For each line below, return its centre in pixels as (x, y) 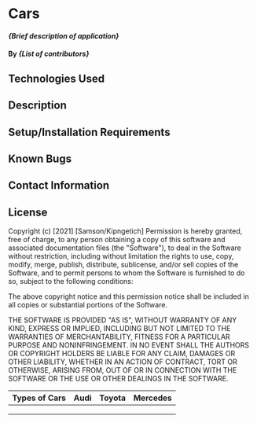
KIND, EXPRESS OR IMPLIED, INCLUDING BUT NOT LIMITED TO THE (119, 329)
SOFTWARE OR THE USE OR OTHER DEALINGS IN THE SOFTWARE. (118, 379)
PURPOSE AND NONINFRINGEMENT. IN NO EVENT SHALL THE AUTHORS (129, 345)
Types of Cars (39, 398)
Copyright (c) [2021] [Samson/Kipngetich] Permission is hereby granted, (125, 231)
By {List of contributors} (49, 54)
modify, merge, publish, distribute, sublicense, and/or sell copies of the (123, 265)
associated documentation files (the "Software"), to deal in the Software (125, 248)
